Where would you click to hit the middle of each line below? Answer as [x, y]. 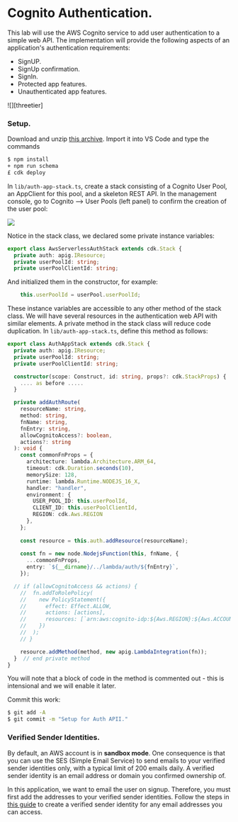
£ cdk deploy [27, 172]
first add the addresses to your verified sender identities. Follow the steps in [118, 797]
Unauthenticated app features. [62, 91]
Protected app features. [52, 84]
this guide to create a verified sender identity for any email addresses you [115, 804]
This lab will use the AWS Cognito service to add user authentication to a [114, 33]
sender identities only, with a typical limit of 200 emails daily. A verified [111, 768]
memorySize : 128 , [52, 475]
